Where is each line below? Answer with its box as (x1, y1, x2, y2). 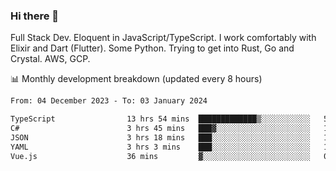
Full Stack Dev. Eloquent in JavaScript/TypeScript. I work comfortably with (10, 32, 317, 44)
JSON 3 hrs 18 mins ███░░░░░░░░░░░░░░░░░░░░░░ (10, 132, 311, 143)
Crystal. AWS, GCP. (10, 53, 91, 65)
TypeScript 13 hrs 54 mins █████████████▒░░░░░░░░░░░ (10, 114, 311, 124)
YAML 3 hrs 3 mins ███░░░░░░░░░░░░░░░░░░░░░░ (10, 142, 311, 152)
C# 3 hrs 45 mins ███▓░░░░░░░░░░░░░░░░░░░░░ (10, 124, 311, 134)
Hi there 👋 (10, 9, 60, 23)
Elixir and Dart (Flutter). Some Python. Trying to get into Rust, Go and (10, 42, 295, 54)
